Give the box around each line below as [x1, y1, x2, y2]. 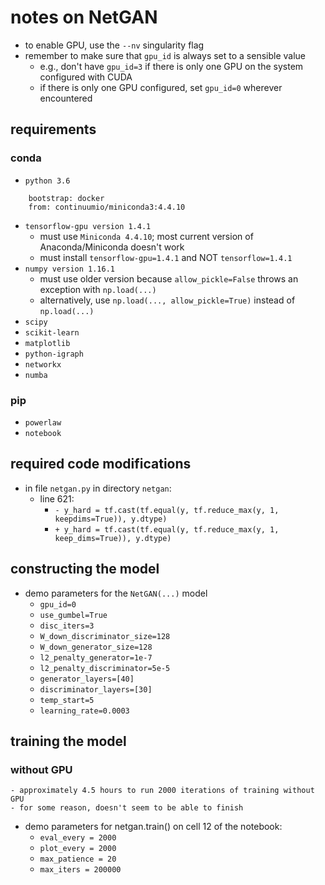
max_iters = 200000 [39, 865, 122, 875]
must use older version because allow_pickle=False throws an [39, 272, 299, 285]
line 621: [39, 492, 75, 505]
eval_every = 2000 [39, 833, 117, 843]
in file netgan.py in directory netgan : [24, 482, 172, 494]
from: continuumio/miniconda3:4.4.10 [28, 202, 186, 212]
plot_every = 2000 [39, 844, 117, 854]
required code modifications [10, 456, 192, 473]
